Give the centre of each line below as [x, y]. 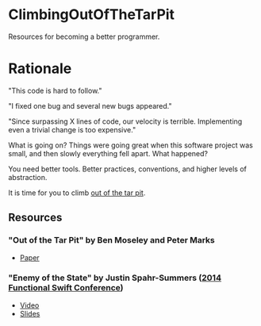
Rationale [40, 69]
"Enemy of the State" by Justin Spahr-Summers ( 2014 [115, 278]
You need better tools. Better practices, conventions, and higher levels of [128, 169]
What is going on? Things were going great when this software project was [131, 145]
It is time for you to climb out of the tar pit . [77, 193]
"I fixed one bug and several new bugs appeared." [90, 105]
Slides [30, 313]
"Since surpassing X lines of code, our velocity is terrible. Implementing [125, 121]
